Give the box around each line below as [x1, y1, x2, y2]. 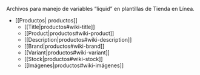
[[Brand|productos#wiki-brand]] [24, 42, 105, 50]
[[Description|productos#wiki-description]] [24, 36, 132, 43]
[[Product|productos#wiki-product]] [24, 30, 115, 37]
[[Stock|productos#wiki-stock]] [24, 56, 103, 62]
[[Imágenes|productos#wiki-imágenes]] [24, 62, 124, 69]
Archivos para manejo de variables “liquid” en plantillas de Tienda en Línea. [6, 5, 195, 12]
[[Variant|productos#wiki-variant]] [24, 49, 110, 56]
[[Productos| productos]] [15, 17, 78, 24]
